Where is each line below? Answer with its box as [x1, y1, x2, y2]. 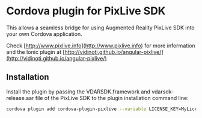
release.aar [6, 94, 34, 101]
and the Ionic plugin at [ [6, 48, 65, 55]
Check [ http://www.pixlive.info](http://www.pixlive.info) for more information [6, 42, 195, 49]
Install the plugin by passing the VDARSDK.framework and [6, 88, 151, 95]
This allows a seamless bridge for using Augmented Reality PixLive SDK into [6, 24, 195, 31]
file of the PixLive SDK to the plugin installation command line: [35, 94, 189, 101]
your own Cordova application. [6, 30, 82, 37]
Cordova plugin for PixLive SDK [6, 4, 166, 18]
